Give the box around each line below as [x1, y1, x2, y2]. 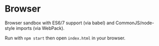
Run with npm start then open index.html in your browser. [5, 35, 126, 41]
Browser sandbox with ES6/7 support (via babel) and [5, 20, 115, 26]
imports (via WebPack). [16, 25, 65, 31]
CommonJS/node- [115, 20, 154, 26]
